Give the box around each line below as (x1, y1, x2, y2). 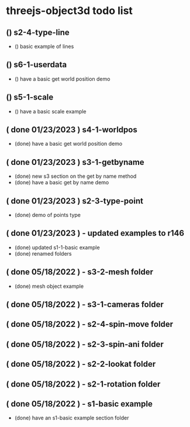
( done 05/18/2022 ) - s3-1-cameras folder (6, 299, 164, 309)
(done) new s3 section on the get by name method (14, 173, 137, 180)
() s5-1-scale (6, 92, 54, 102)
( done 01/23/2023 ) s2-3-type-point (6, 196, 143, 206)
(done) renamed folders (14, 250, 72, 257)
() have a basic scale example (14, 108, 87, 115)
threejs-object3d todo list (6, 4, 133, 18)
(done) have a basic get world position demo (14, 140, 123, 147)
